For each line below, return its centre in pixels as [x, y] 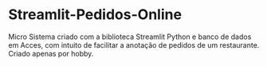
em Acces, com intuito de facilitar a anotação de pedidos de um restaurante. [134, 45]
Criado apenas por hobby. [51, 53]
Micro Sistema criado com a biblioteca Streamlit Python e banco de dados [130, 37]
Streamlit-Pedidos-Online [95, 15]
